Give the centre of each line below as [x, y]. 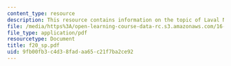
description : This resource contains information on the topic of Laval [113, 20]
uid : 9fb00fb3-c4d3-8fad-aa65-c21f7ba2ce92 [70, 52]
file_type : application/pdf [47, 33]
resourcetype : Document [41, 39]
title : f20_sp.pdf [33, 45]
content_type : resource [41, 13]
